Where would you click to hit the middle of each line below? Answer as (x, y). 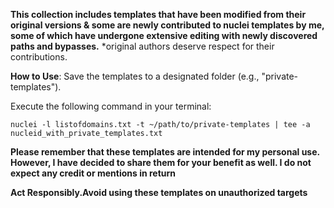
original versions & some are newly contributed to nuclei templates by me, (167, 25)
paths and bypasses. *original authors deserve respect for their (142, 46)
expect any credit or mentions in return (93, 173)
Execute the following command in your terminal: (111, 106)
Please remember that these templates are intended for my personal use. (165, 152)
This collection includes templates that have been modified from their (158, 14)
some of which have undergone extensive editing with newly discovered (164, 35)
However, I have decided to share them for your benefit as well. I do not (161, 162)
